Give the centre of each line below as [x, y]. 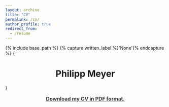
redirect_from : [21, 29]
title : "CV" [18, 15]
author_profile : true [28, 24]
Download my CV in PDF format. [85, 98]
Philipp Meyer [85, 74]
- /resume [20, 33]
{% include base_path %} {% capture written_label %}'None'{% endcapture [85, 48]
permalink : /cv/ [22, 19]
